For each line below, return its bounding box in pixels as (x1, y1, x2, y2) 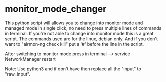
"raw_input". (5, 71, 31, 77)
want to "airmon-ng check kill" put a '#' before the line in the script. (5, 41, 144, 47)
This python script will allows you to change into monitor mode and (5, 20, 143, 26)
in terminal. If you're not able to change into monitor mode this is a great (5, 30, 154, 36)
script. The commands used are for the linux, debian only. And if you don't (5, 36, 158, 42)
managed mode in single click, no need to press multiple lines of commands (5, 25, 162, 31)
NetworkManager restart (5, 56, 56, 62)
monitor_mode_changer (5, 3, 107, 15)
